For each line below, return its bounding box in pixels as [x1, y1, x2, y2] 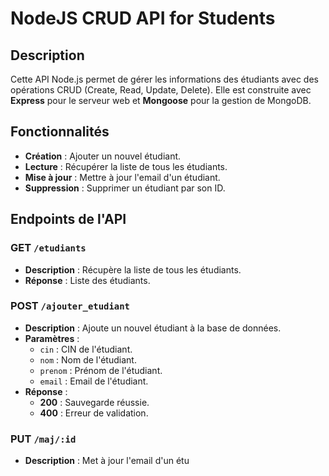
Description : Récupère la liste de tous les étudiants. [24, 263, 242, 276]
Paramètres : [24, 332, 80, 344]
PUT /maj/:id [10, 432, 77, 446]
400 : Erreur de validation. [39, 407, 149, 419]
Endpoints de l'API [10, 211, 127, 228]
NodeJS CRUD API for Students [10, 7, 276, 30]
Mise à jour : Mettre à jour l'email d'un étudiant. [24, 171, 221, 183]
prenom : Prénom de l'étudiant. [39, 364, 163, 376]
